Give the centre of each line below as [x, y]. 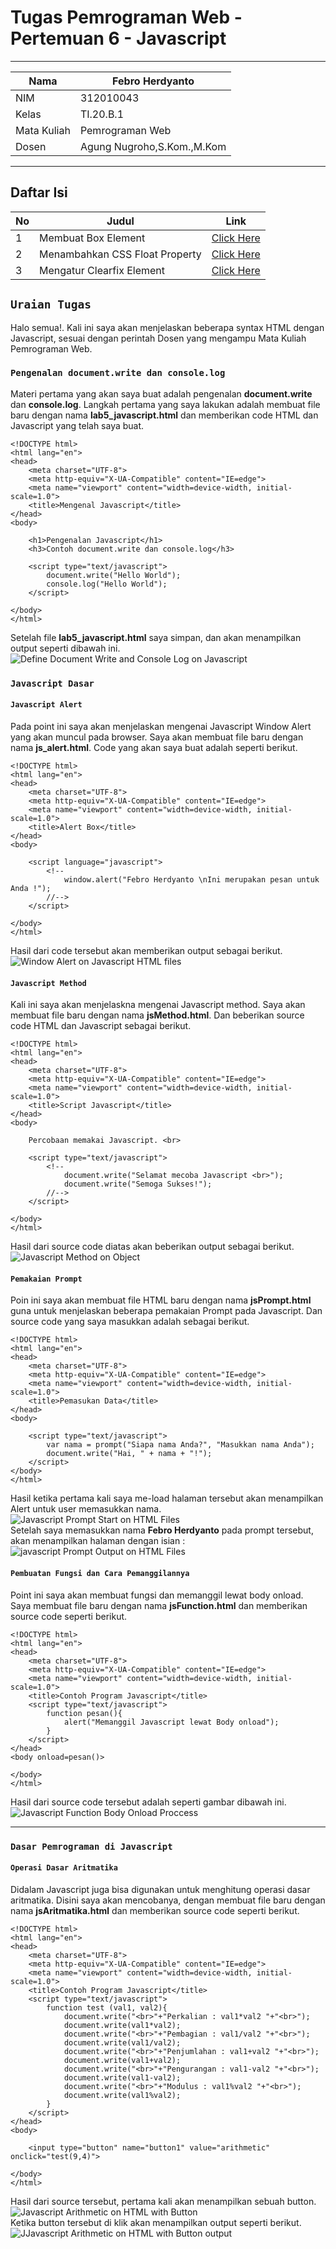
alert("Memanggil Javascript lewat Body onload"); [171, 1722]
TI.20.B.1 [102, 114]
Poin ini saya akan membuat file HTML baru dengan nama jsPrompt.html [161, 1300]
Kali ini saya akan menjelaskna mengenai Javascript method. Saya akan [158, 1005]
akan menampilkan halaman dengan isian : [98, 1541]
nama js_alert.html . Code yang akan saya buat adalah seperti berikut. [154, 747]
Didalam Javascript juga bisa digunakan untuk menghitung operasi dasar [160, 1889]
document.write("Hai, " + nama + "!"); [129, 1454]
